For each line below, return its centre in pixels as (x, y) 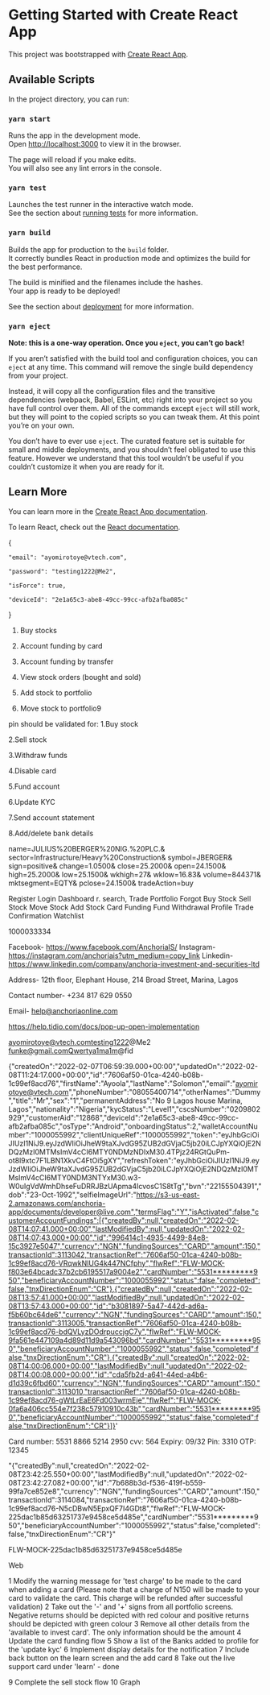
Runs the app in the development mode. (74, 135)
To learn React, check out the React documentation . (94, 527)
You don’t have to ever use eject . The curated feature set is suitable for (127, 441)
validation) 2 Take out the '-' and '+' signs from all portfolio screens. (121, 1606)
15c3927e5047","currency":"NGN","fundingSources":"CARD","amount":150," (135, 1245)
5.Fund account (34, 786)
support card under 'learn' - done (64, 1666)
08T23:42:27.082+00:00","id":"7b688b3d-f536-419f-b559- (107, 1482)
